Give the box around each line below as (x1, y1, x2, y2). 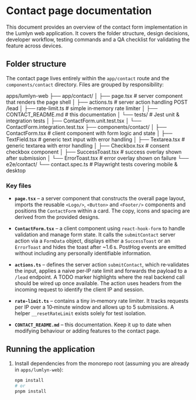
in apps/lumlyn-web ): (14, 366, 63, 373)
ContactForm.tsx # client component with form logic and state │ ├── (6, 129, 173, 136)
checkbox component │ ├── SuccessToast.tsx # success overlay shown (6, 148, 182, 155)
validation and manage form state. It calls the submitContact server (14, 231, 176, 238)
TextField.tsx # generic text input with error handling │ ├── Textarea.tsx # (6, 136, 185, 143)
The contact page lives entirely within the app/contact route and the (6, 74, 170, 81)
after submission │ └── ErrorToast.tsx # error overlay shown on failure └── (6, 154, 189, 162)
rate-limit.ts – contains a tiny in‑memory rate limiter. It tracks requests (14, 298, 189, 305)
